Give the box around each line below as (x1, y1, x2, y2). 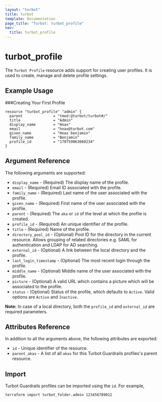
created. (12, 216, 29, 222)
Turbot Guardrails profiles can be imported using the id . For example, (5, 383, 145, 389)
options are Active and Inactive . (12, 294, 78, 300)
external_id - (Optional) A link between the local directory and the (12, 247, 146, 253)
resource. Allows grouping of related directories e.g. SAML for (12, 236, 138, 243)
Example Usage (5, 87, 54, 95)
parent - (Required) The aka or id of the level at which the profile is (12, 210, 147, 216)
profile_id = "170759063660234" (9, 139, 95, 144)
